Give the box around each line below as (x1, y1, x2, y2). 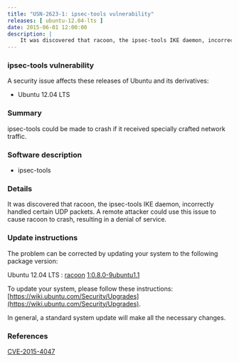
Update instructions (7, 233, 78, 243)
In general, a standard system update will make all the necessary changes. (7, 313, 226, 321)
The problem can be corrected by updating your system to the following (7, 249, 218, 257)
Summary (7, 108, 43, 118)
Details (7, 183, 33, 193)
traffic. (7, 132, 27, 140)
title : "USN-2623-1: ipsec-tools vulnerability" (7, 10, 154, 18)
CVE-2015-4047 (7, 347, 55, 356)
